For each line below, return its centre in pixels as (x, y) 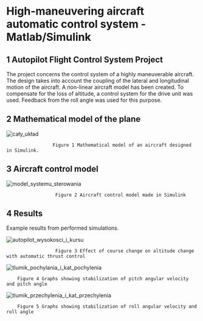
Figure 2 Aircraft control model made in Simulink (121, 195)
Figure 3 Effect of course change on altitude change (125, 251)
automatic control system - (76, 24)
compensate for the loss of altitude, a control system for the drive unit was (100, 93)
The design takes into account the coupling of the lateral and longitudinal (98, 81)
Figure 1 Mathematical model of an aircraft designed (122, 145)
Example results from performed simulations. (63, 228)
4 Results (25, 213)
